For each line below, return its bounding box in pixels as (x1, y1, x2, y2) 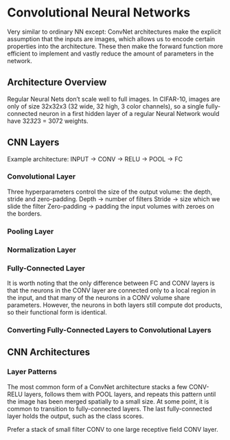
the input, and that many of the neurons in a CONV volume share (7, 294, 190, 301)
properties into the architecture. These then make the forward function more (7, 42, 223, 50)
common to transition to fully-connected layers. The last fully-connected (7, 404, 213, 413)
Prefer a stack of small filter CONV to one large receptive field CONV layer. (7, 425, 218, 433)
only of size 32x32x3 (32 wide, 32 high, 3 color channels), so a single (7, 102, 205, 111)
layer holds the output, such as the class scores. (7, 412, 144, 420)
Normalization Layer (7, 245, 77, 255)
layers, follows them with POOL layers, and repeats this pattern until (23, 390, 216, 398)
